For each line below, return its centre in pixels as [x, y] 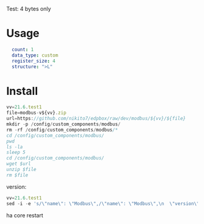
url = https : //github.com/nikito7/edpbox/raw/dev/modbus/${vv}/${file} [96, 119]
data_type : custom [35, 55]
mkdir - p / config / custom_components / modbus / [63, 124]
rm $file [17, 175]
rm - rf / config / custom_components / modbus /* [62, 130]
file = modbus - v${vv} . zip [36, 113]
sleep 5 [16, 152]
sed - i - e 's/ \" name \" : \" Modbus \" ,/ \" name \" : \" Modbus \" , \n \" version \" [103, 203]
